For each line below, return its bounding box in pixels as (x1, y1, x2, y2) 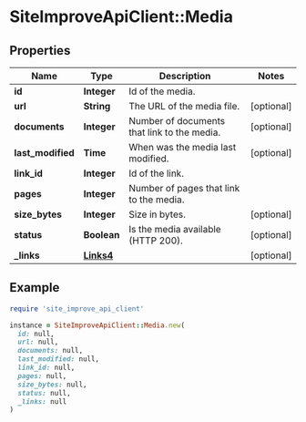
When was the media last (128, 141, 237, 153)
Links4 (83, 249, 114, 262)
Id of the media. (128, 85, 196, 98)
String (83, 100, 111, 112)
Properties (9, 43, 71, 58)
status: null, (17, 388, 71, 397)
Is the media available (128, 223, 221, 235)
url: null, (17, 337, 59, 347)
